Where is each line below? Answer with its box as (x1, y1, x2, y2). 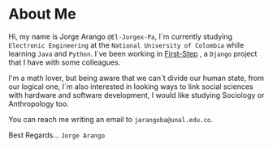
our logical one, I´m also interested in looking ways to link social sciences (8, 82, 253, 91)
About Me (8, 5, 76, 23)
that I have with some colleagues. (8, 57, 121, 67)
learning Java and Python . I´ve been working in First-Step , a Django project (8, 49, 258, 58)
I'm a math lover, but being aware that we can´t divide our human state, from (8, 73, 264, 82)
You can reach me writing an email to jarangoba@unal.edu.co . (8, 114, 214, 124)
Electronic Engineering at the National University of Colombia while (8, 40, 245, 49)
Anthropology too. (8, 99, 69, 108)
